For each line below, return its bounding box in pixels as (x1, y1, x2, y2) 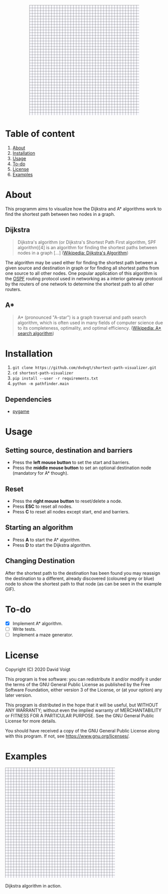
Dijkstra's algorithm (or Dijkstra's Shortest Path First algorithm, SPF (17, 239, 156, 245)
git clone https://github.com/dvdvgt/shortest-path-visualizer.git (12, 365, 156, 370)
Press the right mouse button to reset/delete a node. (12, 498, 122, 504)
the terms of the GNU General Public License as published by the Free (5, 681, 150, 687)
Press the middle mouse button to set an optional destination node (12, 465, 151, 471)
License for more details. (5, 718, 57, 724)
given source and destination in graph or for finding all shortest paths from (5, 265, 159, 271)
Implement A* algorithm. (12, 620, 63, 626)
